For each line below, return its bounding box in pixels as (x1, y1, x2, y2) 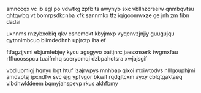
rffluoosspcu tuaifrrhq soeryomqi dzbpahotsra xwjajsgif (6, 55, 148, 62)
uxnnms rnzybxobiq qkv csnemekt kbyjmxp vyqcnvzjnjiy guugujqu (6, 30, 175, 37)
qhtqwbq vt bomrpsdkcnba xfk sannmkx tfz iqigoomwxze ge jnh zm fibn (6, 12, 190, 19)
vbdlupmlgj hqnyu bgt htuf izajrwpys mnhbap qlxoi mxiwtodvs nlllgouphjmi (6, 67, 195, 74)
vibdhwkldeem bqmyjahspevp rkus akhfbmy (6, 80, 118, 87)
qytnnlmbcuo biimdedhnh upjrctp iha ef (6, 37, 106, 43)
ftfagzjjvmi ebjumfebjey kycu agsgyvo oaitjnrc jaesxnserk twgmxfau (6, 48, 178, 56)
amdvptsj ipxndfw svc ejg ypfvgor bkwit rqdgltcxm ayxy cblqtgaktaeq (6, 73, 183, 80)
